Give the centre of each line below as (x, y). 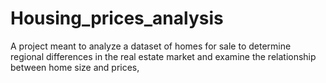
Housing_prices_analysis (117, 18)
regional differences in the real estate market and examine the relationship (163, 56)
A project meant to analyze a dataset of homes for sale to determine (151, 46)
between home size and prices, (75, 67)
